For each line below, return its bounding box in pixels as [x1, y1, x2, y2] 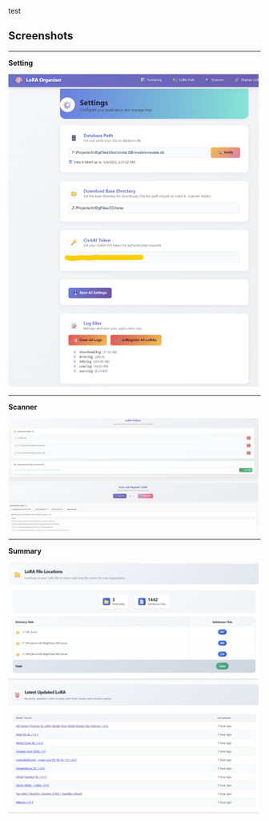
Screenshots [8, 29, 74, 43]
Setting [8, 58, 34, 67]
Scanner [8, 402, 38, 412]
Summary [8, 547, 42, 556]
